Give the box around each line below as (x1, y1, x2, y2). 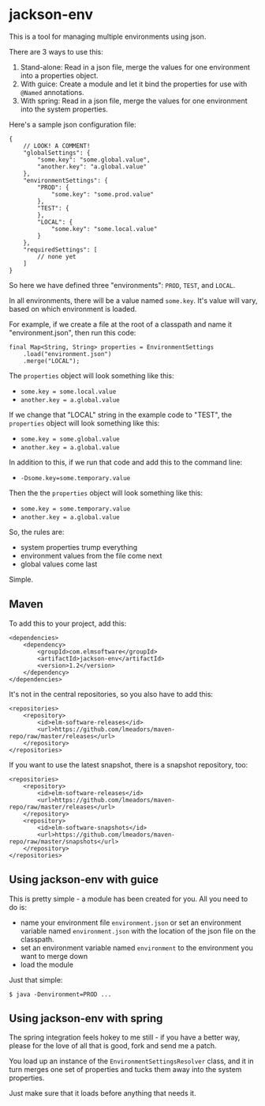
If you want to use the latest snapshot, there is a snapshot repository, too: (9, 759, 248, 769)
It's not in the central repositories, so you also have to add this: (9, 689, 214, 699)
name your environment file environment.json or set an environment (20, 918, 241, 927)
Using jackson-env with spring (9, 1011, 163, 1025)
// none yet (37, 252, 77, 260)
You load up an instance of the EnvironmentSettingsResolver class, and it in (9, 1056, 255, 1066)
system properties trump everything (20, 542, 138, 551)
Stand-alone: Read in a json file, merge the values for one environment (20, 62, 251, 72)
